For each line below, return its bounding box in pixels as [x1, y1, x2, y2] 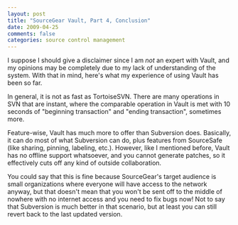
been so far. [7, 79, 43, 87]
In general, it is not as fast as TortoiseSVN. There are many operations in [7, 93, 220, 101]
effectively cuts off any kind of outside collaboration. [7, 158, 162, 167]
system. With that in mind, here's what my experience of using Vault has [7, 71, 219, 80]
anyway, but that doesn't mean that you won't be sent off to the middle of [7, 187, 222, 196]
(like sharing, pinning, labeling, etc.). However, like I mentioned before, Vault [7, 144, 230, 152]
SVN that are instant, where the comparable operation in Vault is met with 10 [7, 100, 231, 108]
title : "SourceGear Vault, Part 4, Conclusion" [7, 17, 151, 24]
